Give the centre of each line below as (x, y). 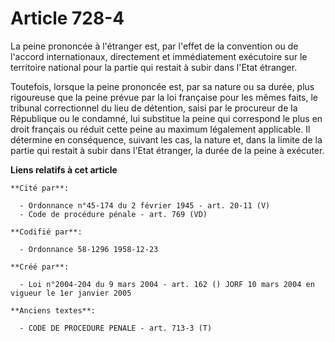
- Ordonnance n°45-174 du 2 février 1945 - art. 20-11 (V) (145, 205)
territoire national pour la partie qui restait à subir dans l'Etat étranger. (154, 67)
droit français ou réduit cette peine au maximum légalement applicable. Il (160, 129)
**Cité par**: (40, 188)
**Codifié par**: (46, 232)
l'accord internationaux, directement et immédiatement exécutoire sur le (159, 56)
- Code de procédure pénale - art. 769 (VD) (113, 214)
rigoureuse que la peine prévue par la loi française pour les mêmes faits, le (164, 97)
